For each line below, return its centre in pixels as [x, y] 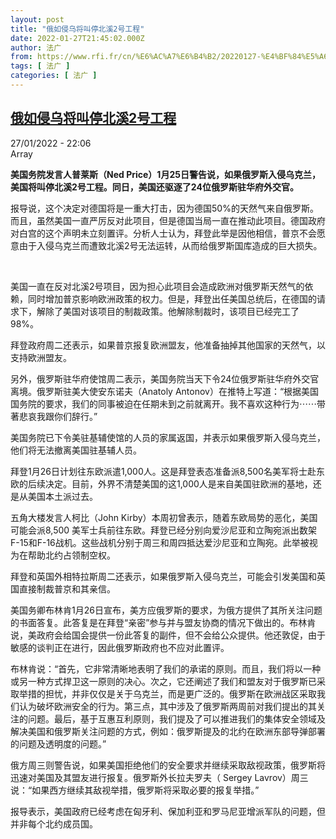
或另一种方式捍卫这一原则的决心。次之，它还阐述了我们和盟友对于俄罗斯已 [163, 681]
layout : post [37, 19]
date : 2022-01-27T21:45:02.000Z [77, 38]
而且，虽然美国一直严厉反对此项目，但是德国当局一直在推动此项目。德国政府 [168, 220]
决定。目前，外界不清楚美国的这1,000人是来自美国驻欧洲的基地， [178, 483]
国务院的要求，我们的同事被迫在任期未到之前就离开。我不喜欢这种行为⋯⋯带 [168, 403]
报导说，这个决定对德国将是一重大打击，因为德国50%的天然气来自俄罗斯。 [164, 208]
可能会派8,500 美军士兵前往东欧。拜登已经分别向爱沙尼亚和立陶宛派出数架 [164, 530]
